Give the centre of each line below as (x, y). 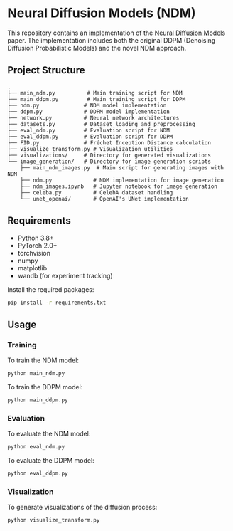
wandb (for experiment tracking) (65, 275)
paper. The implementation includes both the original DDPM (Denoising (112, 40)
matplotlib (32, 268)
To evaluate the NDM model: (49, 434)
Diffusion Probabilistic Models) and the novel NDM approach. (97, 48)
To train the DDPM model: (45, 387)
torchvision (34, 253)
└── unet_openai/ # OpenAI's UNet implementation (105, 199)
